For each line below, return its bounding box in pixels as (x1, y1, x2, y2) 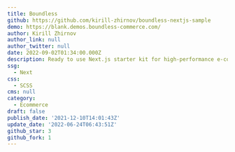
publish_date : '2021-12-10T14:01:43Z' (7, 114, 120, 121)
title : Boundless (7, 10, 58, 18)
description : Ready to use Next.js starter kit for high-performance (7, 56, 215, 63)
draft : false (7, 108, 45, 115)
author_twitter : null (7, 43, 71, 50)
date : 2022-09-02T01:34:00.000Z (7, 50, 101, 57)
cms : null (7, 88, 36, 95)
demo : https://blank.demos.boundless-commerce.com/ (7, 23, 161, 30)
